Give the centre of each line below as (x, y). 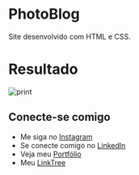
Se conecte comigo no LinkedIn (73, 145)
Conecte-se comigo (59, 117)
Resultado (43, 69)
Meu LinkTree (43, 162)
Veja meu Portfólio (51, 154)
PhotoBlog (44, 14)
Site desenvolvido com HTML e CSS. (69, 36)
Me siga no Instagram (56, 137)
